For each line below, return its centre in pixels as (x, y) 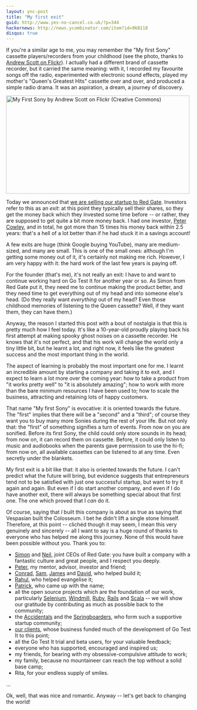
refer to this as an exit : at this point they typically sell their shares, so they (95, 208)
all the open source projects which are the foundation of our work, (94, 592)
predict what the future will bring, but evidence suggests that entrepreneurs (98, 476)
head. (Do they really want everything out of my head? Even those (86, 300)
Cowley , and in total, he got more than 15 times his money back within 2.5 (95, 227)
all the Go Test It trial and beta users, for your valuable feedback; (93, 642)
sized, (13, 251)
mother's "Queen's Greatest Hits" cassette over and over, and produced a (95, 81)
